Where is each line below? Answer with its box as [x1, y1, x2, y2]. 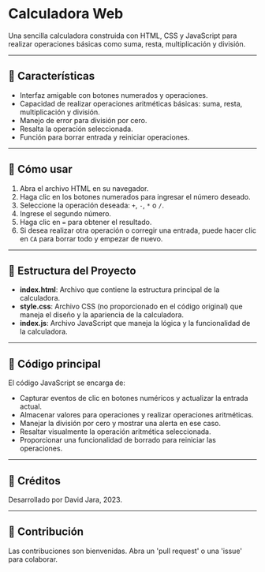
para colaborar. [8, 554, 58, 564]
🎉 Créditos [8, 474, 61, 488]
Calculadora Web [8, 5, 124, 23]
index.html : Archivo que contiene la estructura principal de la [19, 285, 220, 294]
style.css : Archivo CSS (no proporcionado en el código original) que [19, 301, 243, 312]
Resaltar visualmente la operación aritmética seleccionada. [19, 427, 211, 436]
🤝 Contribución [8, 525, 84, 539]
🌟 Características [8, 69, 95, 83]
